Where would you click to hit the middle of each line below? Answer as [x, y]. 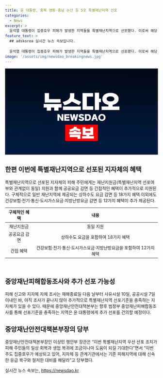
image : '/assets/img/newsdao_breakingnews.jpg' [54, 57]
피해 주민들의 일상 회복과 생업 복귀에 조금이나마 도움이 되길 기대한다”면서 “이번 [79, 348]
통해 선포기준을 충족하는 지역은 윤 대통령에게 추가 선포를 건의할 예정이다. [82, 312]
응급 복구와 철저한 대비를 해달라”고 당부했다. [52, 360]
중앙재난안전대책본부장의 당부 [47, 329]
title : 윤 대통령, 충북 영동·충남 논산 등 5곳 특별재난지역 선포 [61, 10]
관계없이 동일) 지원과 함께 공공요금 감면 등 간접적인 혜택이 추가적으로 [79, 188]
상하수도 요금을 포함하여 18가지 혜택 [95, 237]
